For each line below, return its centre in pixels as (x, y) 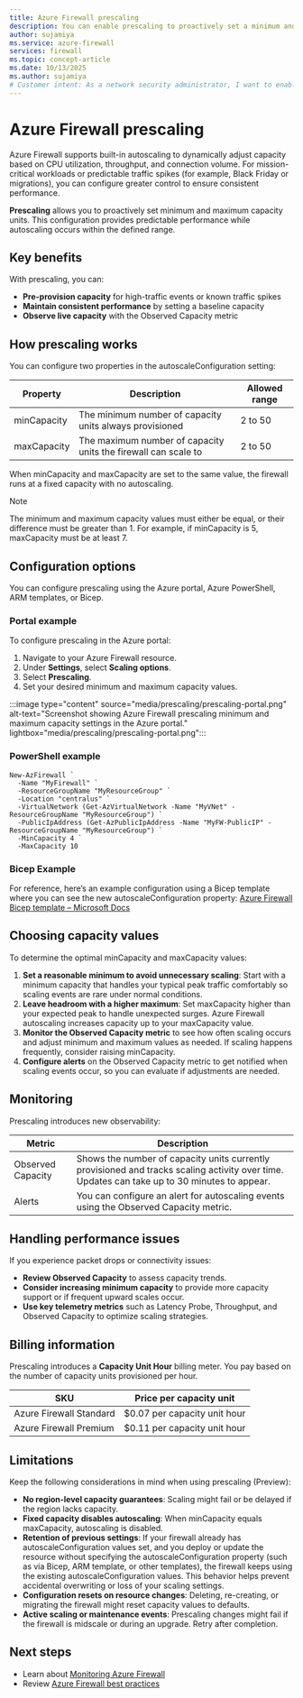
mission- (273, 164)
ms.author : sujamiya (48, 77)
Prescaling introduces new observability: (85, 1121)
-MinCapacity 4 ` (50, 838)
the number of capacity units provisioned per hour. (104, 1376)
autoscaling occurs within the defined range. (92, 229)
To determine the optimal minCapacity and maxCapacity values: (129, 958)
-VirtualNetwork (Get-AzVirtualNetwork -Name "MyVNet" (123, 807)
